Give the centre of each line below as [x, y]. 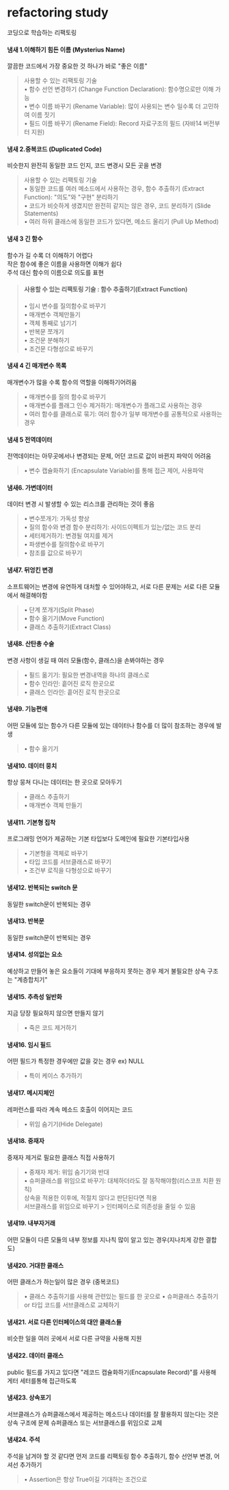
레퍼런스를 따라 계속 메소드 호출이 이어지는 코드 [70, 1109]
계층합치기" [32, 979]
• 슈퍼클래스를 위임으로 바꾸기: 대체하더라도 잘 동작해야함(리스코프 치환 [119, 1180]
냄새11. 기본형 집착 [31, 822]
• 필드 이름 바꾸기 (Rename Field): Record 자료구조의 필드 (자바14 [113, 123]
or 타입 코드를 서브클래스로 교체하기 [71, 1305]
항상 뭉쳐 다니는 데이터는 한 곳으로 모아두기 [65, 782]
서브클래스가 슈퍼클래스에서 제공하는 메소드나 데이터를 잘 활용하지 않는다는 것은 [113, 1414]
